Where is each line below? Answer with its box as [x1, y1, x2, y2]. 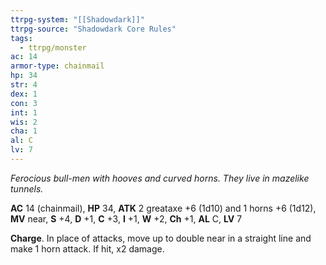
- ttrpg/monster [19, 42, 87, 53]
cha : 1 [10, 126, 38, 136]
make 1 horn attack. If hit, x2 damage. [10, 242, 165, 255]
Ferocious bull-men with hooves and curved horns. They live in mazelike [10, 172, 310, 184]
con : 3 [10, 98, 38, 108]
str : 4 [10, 80, 38, 90]
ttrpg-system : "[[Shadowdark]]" [10, 14, 145, 25]
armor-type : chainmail [10, 61, 105, 71]
